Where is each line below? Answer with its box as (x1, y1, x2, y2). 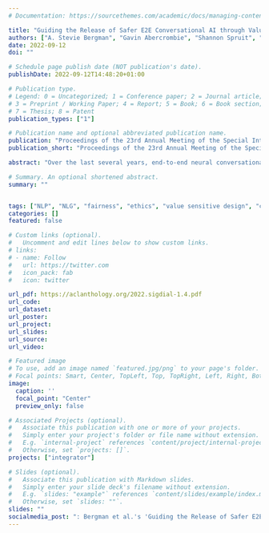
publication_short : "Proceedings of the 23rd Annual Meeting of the (8, 144, 242, 152)
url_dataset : (8, 305, 52, 313)
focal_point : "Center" (15, 394, 91, 402)
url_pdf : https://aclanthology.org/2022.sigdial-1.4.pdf (8, 290, 203, 299)
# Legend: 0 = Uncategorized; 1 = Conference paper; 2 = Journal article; (8, 92, 263, 100)
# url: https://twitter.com (8, 261, 110, 269)
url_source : (8, 335, 48, 343)
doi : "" (8, 49, 34, 57)
